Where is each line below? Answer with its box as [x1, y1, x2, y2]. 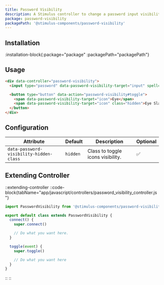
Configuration [5, 124, 49, 132]
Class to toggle [87, 147, 122, 154]
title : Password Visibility [5, 7, 62, 12]
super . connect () [14, 222, 47, 227]
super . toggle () [14, 248, 45, 253]
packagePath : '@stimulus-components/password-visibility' [5, 20, 125, 26]
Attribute [23, 138, 45, 145]
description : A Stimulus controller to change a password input [5, 12, 139, 17]
